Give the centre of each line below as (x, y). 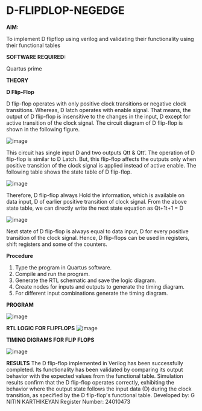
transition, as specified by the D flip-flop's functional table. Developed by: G (100, 395)
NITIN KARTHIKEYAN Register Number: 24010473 (68, 401)
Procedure (20, 256)
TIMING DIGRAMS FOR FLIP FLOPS (50, 340)
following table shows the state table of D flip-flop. (69, 172)
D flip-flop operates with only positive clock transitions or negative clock (96, 104)
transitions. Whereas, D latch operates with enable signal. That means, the (99, 110)
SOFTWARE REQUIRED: (36, 57)
